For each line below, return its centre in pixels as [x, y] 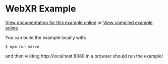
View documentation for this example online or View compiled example [79, 22]
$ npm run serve [22, 46]
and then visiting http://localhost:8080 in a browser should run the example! [84, 56]
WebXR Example [41, 9]
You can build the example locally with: [46, 37]
